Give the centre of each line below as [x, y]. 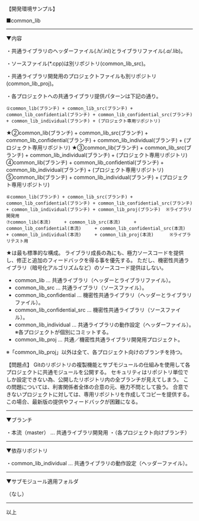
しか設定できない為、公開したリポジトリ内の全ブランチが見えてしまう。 [94, 379]
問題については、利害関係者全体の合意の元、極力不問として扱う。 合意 [97, 387]
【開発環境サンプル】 [32, 9]
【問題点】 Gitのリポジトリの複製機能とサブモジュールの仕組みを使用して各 [98, 365]
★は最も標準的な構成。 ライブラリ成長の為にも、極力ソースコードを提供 [95, 253]
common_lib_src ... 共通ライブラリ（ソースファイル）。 [81, 287]
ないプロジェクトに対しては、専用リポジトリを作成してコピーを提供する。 [102, 394]
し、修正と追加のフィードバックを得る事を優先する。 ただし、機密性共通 [95, 260]
